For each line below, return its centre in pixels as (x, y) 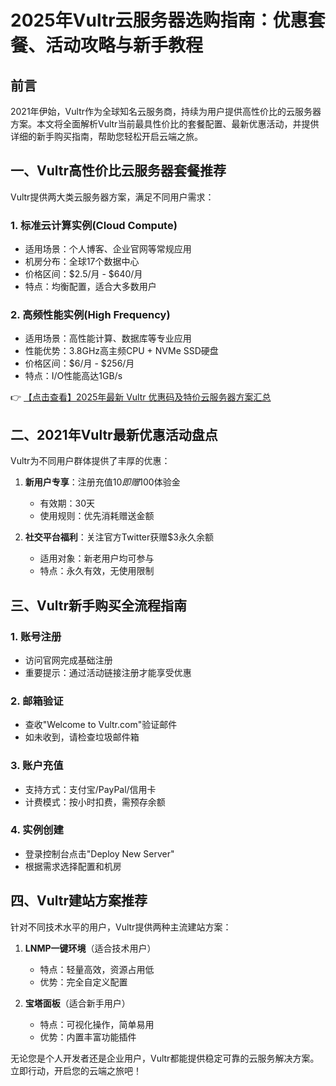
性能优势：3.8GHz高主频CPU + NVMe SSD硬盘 (121, 351)
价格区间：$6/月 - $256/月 (79, 363)
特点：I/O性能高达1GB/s (73, 376)
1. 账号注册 (36, 636)
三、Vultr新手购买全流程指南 (98, 605)
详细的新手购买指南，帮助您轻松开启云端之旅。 (106, 136)
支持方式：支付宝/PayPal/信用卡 (90, 789)
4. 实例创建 (37, 830)
